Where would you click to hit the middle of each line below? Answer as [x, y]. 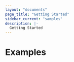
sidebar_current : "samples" [34, 19]
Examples [26, 52]
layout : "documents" [26, 10]
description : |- [22, 23]
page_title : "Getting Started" [37, 14]
